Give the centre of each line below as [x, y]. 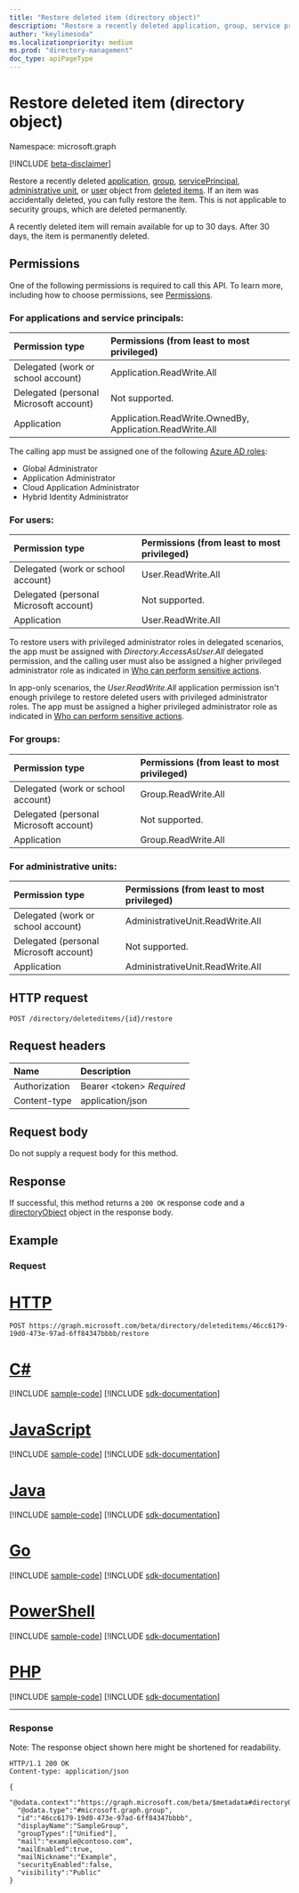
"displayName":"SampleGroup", [73, 1826]
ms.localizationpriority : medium [71, 42]
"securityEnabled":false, [65, 1865]
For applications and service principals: [97, 318]
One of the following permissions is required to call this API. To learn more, [146, 285]
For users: [32, 520]
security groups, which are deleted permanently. [98, 209]
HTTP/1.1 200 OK [39, 1764]
